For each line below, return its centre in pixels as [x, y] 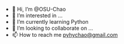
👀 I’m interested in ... [37, 15]
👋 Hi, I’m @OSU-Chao [39, 9]
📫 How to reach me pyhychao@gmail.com [65, 35]
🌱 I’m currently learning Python [50, 22]
